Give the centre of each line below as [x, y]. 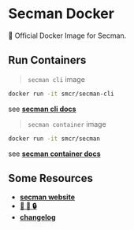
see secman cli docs [42, 109]
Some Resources [50, 178]
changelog [38, 217]
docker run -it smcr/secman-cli [61, 94]
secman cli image [56, 79]
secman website [47, 197]
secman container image [67, 124]
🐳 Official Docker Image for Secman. [67, 35]
